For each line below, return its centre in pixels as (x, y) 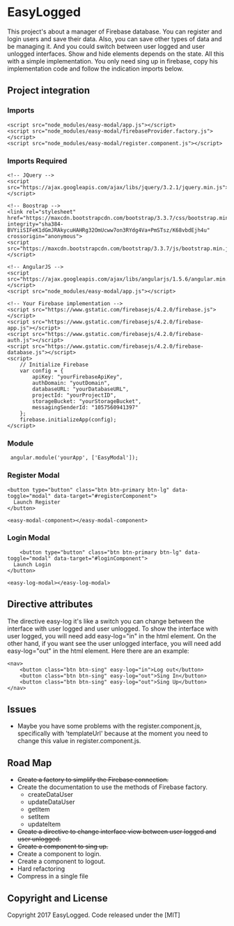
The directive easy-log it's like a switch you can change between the (106, 621)
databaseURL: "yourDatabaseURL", (81, 389)
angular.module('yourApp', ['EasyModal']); (74, 458)
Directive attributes (50, 604)
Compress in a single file (53, 876)
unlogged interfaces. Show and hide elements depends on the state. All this (116, 54)
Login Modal (29, 538)
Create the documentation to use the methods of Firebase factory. (112, 787)
